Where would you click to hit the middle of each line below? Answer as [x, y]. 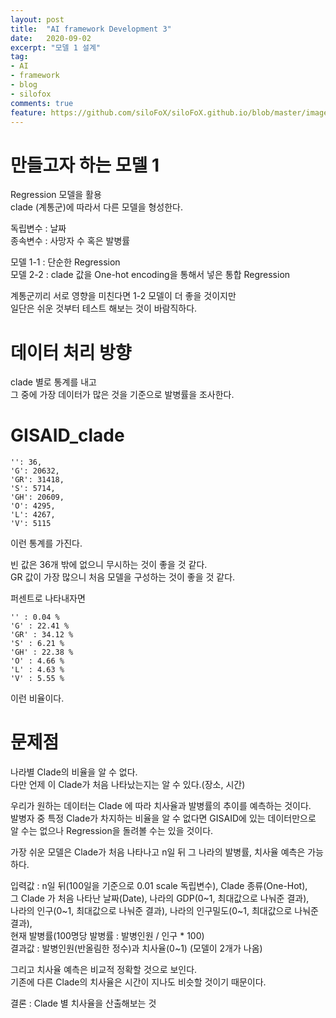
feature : [28, 112]
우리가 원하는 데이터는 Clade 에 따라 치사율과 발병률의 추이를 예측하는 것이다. [161, 806]
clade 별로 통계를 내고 [53, 382]
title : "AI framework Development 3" [91, 29]
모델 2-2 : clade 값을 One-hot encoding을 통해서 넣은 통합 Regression [150, 275]
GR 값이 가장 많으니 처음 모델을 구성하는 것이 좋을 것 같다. [123, 577]
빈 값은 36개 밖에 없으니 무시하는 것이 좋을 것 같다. [109, 565]
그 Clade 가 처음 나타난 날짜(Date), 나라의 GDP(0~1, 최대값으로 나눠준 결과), [160, 898]
